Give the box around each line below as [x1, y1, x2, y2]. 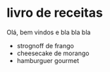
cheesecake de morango [16, 49, 90, 57]
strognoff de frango [16, 41, 75, 50]
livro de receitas [6, 5, 103, 21]
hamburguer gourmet [16, 56, 80, 64]
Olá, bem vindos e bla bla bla [6, 28, 91, 36]
